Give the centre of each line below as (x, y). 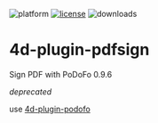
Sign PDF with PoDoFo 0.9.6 (61, 74)
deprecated (31, 91)
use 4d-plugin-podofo (50, 109)
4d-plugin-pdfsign (79, 50)
